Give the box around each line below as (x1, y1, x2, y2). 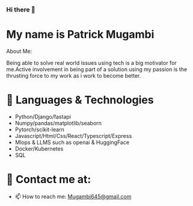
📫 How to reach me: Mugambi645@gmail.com (14, 193, 132, 200)
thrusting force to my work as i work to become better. (6, 72, 141, 79)
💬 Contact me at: (6, 172, 91, 186)
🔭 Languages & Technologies (6, 93, 155, 107)
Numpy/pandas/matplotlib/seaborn (14, 119, 102, 126)
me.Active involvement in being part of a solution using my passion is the (6, 66, 188, 73)
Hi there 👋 (6, 5, 36, 14)
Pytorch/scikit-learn (14, 126, 64, 133)
